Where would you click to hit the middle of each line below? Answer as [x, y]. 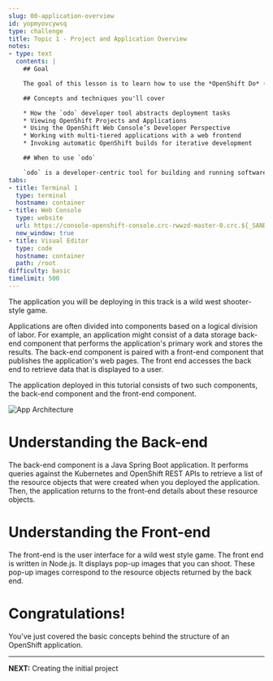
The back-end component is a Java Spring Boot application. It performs [129, 465]
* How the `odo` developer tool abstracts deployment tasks [127, 113]
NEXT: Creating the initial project [63, 668]
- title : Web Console [45, 211]
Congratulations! [67, 613]
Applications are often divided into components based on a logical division [133, 325]
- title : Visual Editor [49, 241]
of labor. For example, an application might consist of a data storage [123, 334]
